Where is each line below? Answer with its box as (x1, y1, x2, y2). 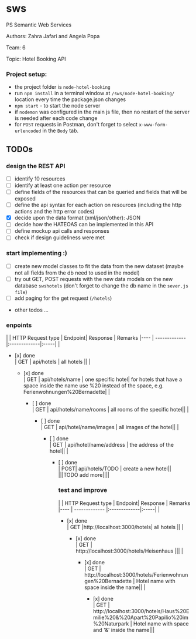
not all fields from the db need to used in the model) (14, 269, 140, 276)
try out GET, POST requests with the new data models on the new (14, 275, 173, 282)
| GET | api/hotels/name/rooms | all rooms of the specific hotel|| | (32, 406, 189, 413)
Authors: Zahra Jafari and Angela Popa (6, 32, 100, 39)
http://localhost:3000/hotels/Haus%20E (92, 607, 190, 614)
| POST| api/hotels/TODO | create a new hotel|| (58, 465, 171, 472)
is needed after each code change (14, 115, 98, 122)
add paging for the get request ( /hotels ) (14, 295, 112, 302)
